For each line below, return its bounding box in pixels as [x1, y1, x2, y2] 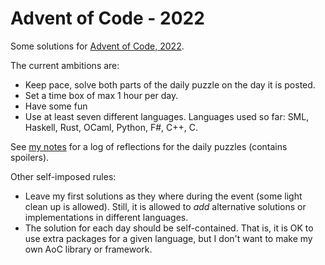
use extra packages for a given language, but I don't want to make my [24, 232, 313, 244]
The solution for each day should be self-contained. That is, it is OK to [24, 222, 314, 234]
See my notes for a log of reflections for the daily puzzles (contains [10, 140, 288, 152]
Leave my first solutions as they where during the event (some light [24, 190, 303, 202]
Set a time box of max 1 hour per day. [24, 89, 179, 101]
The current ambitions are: [10, 59, 120, 71]
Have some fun [24, 100, 88, 112]
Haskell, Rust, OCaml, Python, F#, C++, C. [24, 121, 198, 133]
